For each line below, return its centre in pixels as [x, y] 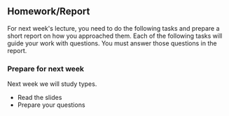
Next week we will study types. [52, 84]
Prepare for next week [46, 68]
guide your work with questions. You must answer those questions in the [112, 43]
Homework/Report [49, 12]
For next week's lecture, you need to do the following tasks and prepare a [113, 28]
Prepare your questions [51, 105]
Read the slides [40, 98]
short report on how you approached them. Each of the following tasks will [115, 36]
